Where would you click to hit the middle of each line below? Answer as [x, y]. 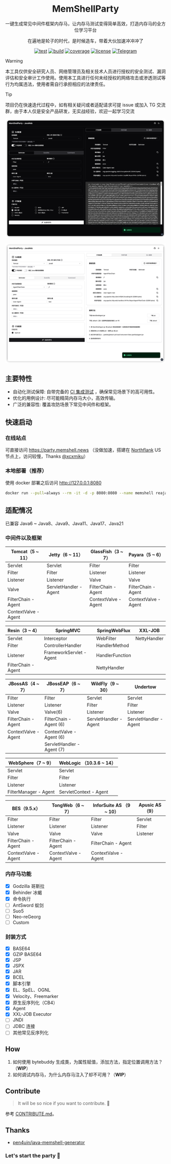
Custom [21, 923]
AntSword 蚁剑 [28, 905]
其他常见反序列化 [31, 1033]
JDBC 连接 [24, 1026]
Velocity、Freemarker [35, 996]
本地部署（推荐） [26, 471]
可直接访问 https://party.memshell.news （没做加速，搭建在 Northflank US [83, 450]
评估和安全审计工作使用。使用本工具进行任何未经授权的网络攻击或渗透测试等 [85, 77]
